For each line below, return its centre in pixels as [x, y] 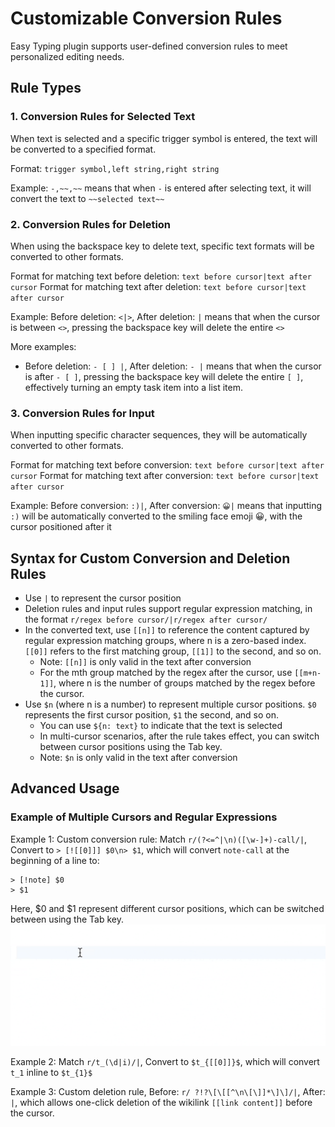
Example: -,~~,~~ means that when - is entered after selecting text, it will [161, 188]
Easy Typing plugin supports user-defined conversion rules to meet [149, 46]
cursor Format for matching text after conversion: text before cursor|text [165, 476]
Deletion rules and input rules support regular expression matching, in [168, 609]
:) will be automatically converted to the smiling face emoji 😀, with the [156, 516]
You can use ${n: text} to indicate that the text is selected [161, 726]
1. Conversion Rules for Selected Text [103, 117]
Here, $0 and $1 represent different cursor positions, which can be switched [167, 908]
